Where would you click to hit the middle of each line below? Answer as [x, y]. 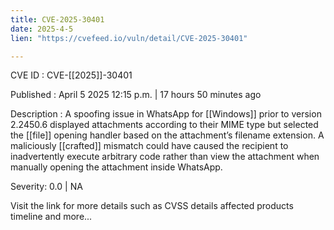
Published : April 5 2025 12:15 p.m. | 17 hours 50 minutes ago [136, 95]
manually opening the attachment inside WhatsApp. [116, 167]
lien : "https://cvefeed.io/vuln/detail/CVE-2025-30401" [129, 38]
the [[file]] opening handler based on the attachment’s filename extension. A [167, 135]
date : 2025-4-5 [42, 29]
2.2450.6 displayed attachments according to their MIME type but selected [164, 125]
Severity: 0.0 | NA [46, 187]
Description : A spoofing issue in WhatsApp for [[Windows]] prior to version [166, 114]
